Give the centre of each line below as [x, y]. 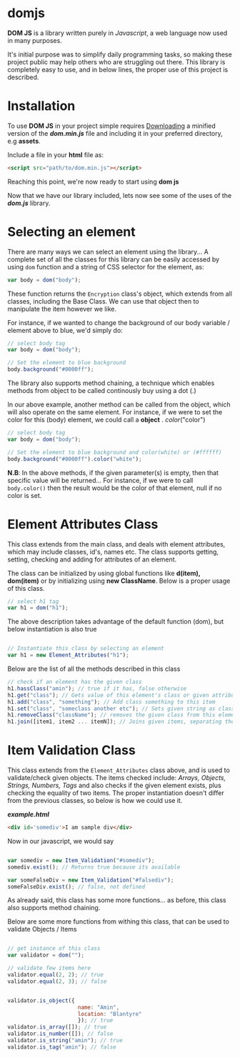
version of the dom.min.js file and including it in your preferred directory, [115, 133]
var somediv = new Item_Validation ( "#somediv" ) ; [81, 860]
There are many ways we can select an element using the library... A [108, 251]
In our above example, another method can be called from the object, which [119, 404]
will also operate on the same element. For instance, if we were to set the [115, 412]
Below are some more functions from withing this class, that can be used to [119, 922]
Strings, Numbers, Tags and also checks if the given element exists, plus [114, 785]
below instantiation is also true [52, 629]
